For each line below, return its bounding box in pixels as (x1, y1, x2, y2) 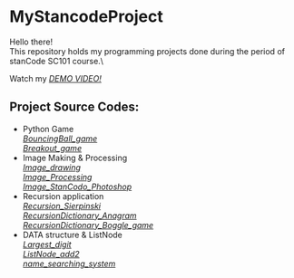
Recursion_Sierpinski (22, 200, 102, 211)
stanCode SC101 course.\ (9, 55, 104, 66)
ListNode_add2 (22, 248, 80, 259)
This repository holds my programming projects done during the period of (9, 45, 286, 56)
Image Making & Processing (22, 152, 128, 163)
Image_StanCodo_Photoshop (22, 181, 132, 192)
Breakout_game (22, 142, 83, 153)
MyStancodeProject (9, 6, 163, 27)
